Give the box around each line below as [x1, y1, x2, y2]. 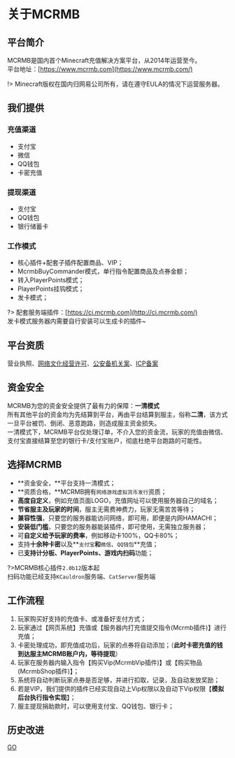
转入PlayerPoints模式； [17, 276, 85, 284]
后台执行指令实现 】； [17, 693, 76, 701]
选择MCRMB [7, 459, 62, 471]
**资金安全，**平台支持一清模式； [17, 479, 116, 487]
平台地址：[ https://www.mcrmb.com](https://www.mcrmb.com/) [7, 65, 193, 73]
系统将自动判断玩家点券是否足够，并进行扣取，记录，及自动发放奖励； [17, 676, 220, 684]
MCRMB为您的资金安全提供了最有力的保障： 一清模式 [7, 401, 159, 409]
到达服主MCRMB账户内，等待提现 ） [17, 649, 122, 657]
